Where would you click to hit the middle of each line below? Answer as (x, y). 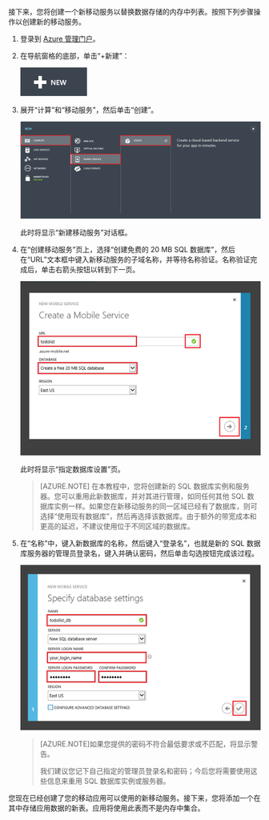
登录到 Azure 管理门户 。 (60, 39)
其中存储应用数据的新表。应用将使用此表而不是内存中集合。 (106, 808)
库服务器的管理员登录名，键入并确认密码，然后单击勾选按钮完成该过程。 (139, 553)
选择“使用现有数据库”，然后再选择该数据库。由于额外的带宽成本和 (148, 516)
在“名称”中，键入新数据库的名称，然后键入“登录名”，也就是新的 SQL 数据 (140, 543)
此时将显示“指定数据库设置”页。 (72, 469)
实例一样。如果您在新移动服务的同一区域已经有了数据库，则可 (156, 506)
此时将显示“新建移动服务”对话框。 (76, 232)
